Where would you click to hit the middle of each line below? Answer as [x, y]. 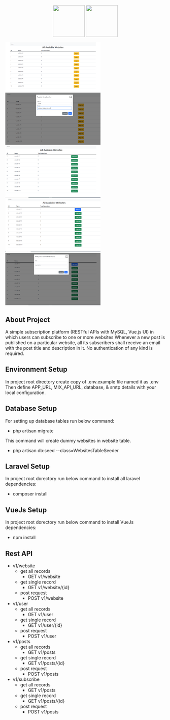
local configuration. [26, 393]
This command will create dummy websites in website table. [68, 440]
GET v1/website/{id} [49, 588]
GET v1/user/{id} [45, 625]
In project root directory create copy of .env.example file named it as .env [82, 381]
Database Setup [31, 409]
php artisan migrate [33, 431]
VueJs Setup [26, 510]
